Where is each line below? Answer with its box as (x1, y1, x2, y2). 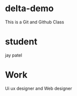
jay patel (5, 52, 22, 58)
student (5, 36, 38, 47)
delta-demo (5, 3, 54, 14)
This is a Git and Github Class (5, 19, 64, 25)
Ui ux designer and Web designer (5, 85, 72, 91)
